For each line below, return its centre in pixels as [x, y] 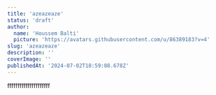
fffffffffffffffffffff [29, 85]
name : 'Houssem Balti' [46, 33]
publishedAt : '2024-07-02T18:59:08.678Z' [68, 66]
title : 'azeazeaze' [36, 14]
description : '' [31, 53]
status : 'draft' [31, 20]
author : [18, 27]
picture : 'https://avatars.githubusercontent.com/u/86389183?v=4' [112, 40]
